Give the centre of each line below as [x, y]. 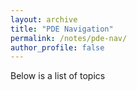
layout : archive [44, 19]
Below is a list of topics [58, 76]
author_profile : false [57, 47]
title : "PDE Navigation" [62, 29]
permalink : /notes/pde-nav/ [69, 38]
